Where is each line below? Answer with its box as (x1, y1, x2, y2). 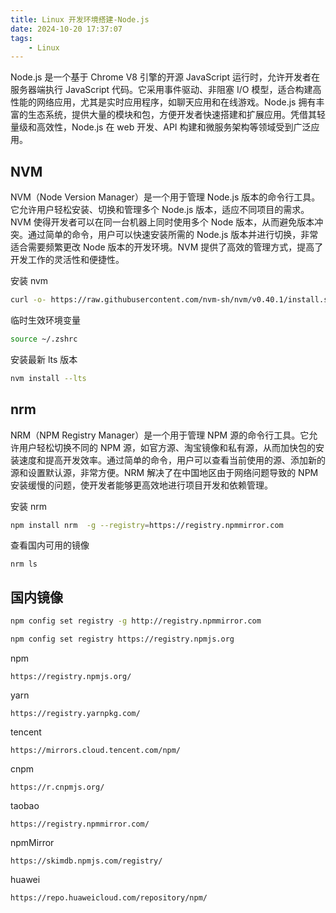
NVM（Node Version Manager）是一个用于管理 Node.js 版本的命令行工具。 (10, 191, 321, 203)
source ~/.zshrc (10, 334, 78, 344)
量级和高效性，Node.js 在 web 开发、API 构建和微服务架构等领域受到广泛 (10, 121, 312, 133)
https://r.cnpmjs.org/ (10, 782, 105, 792)
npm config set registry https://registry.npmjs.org (10, 634, 235, 645)
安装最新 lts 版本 (10, 353, 78, 365)
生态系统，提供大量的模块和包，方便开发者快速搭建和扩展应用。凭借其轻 (27, 109, 326, 121)
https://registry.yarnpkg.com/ (10, 708, 141, 718)
